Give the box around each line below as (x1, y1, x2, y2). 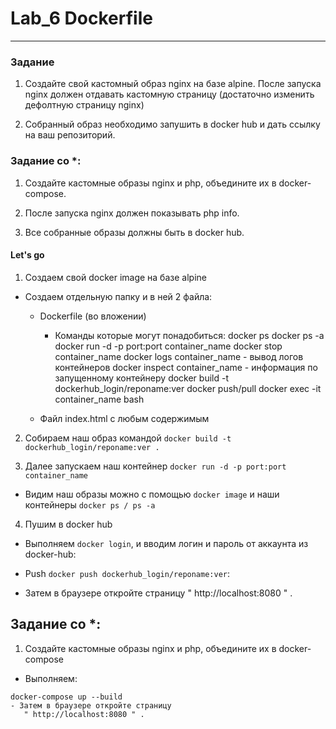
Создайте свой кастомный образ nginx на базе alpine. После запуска (24, 78, 322, 90)
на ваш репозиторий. (24, 129, 116, 141)
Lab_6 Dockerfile (10, 7, 153, 30)
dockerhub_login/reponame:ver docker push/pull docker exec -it (54, 382, 322, 394)
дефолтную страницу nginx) (24, 99, 145, 111)
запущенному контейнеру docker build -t (54, 372, 229, 384)
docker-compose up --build (10, 692, 123, 702)
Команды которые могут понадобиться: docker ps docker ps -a (54, 329, 325, 341)
